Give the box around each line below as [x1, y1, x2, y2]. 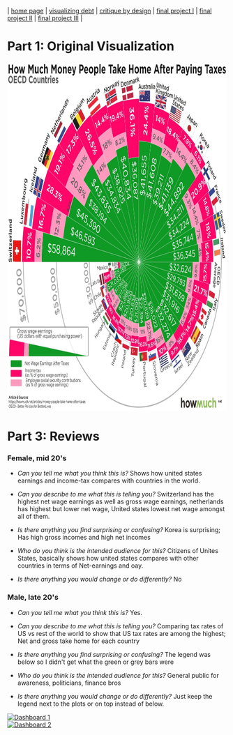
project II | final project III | [7, 14, 83, 22]
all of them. [17, 513, 50, 521]
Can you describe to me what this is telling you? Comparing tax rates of [17, 621, 224, 630]
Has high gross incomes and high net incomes [17, 533, 151, 542]
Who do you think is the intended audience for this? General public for [17, 671, 220, 679]
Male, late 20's [7, 593, 59, 603]
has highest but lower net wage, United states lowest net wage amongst [17, 505, 225, 513]
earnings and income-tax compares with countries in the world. [17, 476, 200, 485]
